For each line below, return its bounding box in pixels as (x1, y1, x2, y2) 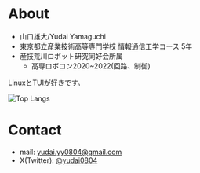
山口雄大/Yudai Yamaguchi (19, 31, 106, 41)
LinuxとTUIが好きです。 (8, 78, 85, 87)
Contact (8, 121, 62, 139)
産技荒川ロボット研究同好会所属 (19, 51, 123, 61)
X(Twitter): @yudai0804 (19, 155, 98, 165)
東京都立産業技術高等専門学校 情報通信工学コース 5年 (19, 41, 193, 51)
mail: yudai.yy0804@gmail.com (19, 147, 122, 156)
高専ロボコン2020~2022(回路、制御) (31, 61, 151, 71)
